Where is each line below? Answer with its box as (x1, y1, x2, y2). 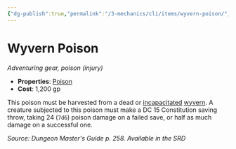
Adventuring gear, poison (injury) (7, 64, 103, 72)
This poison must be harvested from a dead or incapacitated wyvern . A (7, 98, 214, 106)
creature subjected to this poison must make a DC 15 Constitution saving (7, 106, 218, 114)
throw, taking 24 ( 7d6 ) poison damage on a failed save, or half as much (7, 113, 212, 121)
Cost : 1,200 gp (17, 85, 61, 93)
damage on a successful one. (7, 120, 93, 129)
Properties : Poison (17, 77, 72, 85)
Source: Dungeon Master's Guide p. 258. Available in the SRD (7, 134, 186, 142)
